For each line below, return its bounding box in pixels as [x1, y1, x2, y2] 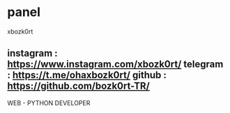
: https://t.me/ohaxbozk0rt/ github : [7, 69, 167, 81]
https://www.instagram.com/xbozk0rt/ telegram [7, 59, 224, 70]
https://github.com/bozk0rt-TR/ [7, 80, 150, 92]
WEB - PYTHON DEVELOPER [7, 98, 91, 107]
